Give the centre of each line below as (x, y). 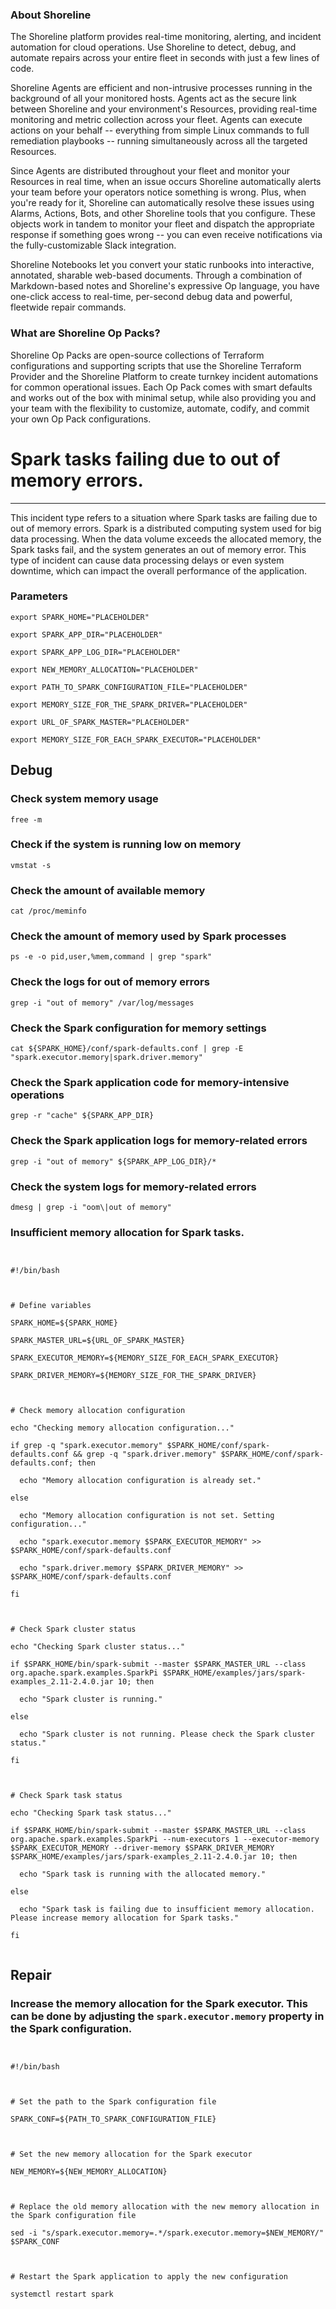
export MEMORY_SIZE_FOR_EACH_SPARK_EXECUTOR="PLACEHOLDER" (136, 739)
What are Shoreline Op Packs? (85, 333)
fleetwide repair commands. (68, 307)
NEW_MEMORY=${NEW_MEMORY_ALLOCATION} (89, 2171)
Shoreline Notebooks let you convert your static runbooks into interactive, (162, 265)
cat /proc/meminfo (48, 911)
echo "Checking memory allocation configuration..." (122, 1428)
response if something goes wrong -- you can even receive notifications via (166, 235)
